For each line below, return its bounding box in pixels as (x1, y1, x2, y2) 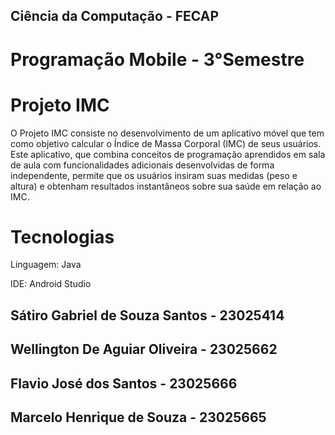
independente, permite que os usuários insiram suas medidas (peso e (10, 169, 298, 181)
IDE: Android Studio (10, 278, 92, 290)
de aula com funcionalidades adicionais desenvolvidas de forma (10, 159, 275, 171)
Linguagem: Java (10, 259, 82, 271)
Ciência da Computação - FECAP (10, 8, 220, 25)
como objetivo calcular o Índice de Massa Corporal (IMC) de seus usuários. (10, 137, 322, 149)
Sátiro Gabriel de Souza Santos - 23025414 (10, 307, 285, 324)
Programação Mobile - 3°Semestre (10, 48, 305, 71)
